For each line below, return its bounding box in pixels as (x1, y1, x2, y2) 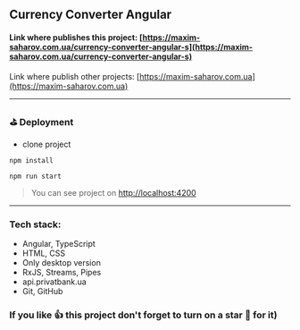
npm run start (9, 172, 62, 181)
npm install (9, 156, 54, 165)
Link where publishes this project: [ (9, 31, 143, 43)
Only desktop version (21, 258, 101, 268)
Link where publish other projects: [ (9, 71, 140, 81)
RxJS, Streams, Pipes (21, 267, 102, 278)
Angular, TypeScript (21, 239, 96, 250)
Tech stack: (9, 218, 62, 231)
